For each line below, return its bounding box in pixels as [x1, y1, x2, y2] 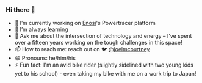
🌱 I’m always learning [14, 26, 68, 33]
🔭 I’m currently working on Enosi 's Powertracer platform [14, 20, 156, 27]
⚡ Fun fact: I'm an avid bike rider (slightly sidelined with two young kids [14, 61, 193, 69]
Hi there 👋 [5, 5, 36, 14]
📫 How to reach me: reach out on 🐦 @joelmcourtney [14, 46, 150, 53]
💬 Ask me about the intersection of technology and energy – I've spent [14, 32, 192, 40]
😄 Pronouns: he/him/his [14, 54, 76, 62]
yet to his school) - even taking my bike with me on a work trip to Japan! [14, 70, 197, 78]
